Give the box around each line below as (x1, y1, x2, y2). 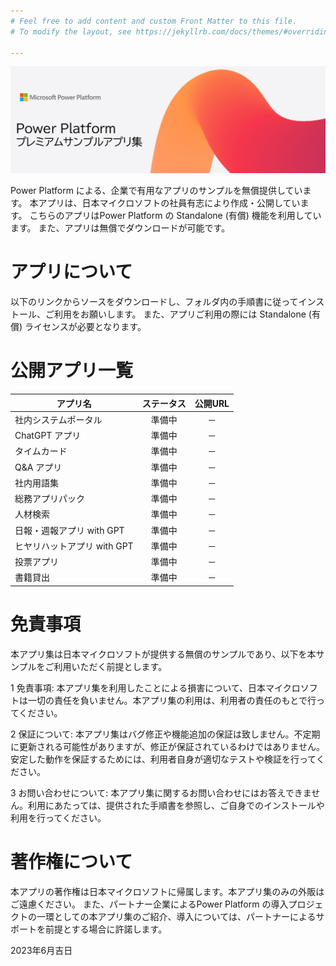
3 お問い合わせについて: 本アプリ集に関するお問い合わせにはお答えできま (10, 786, 312, 799)
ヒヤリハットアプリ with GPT (14, 540, 134, 552)
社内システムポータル (14, 413, 103, 425)
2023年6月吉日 (10, 944, 73, 956)
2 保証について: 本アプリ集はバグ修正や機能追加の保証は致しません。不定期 (10, 728, 321, 740)
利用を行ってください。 (10, 811, 107, 824)
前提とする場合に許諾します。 (44, 923, 168, 935)
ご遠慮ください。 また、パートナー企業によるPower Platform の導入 (10, 898, 289, 910)
